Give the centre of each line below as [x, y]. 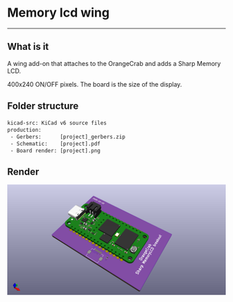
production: [24, 130]
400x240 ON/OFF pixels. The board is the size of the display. [95, 84]
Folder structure [43, 106]
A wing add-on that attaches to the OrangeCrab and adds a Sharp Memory [114, 63]
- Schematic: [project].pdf [55, 143]
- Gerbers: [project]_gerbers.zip [68, 136]
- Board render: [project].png [55, 150]
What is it [28, 47]
